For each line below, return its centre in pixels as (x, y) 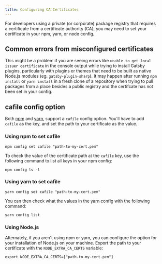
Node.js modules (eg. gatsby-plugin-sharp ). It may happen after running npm (81, 76)
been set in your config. (29, 92)
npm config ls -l (22, 170)
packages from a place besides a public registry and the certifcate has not (79, 87)
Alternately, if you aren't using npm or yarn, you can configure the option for (81, 238)
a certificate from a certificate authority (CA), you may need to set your (76, 28)
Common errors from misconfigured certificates (79, 49)
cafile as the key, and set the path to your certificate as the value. (71, 124)
